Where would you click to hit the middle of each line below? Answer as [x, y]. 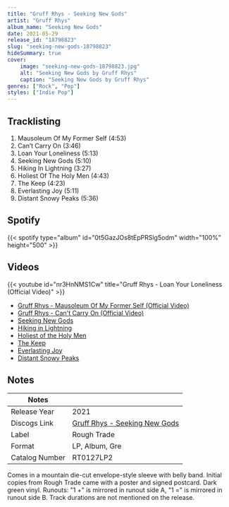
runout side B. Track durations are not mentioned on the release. [101, 498]
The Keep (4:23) [41, 183]
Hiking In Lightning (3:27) [54, 168]
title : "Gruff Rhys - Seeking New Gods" [68, 14]
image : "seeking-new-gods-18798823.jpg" [80, 66]
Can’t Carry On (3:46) [49, 145]
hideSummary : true [34, 54]
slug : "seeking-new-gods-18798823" [60, 47]
